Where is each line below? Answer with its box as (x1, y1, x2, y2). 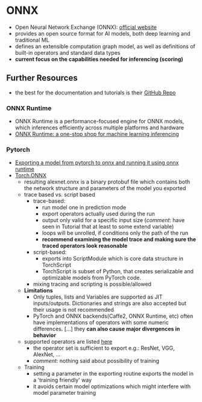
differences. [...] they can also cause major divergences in (33, 326, 180, 333)
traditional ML (14, 36, 49, 43)
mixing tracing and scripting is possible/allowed (33, 280, 152, 288)
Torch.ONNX (14, 172, 47, 179)
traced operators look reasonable (42, 242, 128, 250)
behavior (33, 332, 56, 339)
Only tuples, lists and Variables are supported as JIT (33, 293, 163, 301)
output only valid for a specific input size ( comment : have (42, 217, 185, 224)
